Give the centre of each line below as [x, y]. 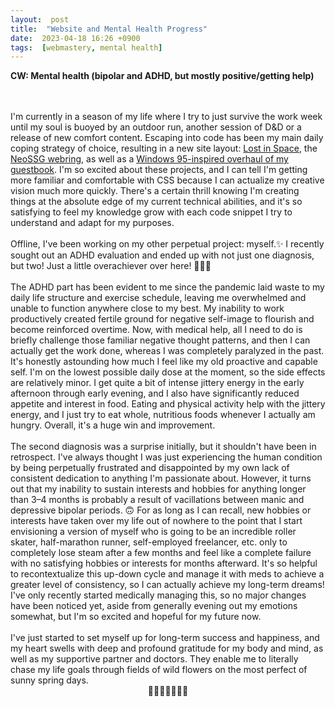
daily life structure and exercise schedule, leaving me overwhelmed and [158, 298]
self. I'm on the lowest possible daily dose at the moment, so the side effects [168, 372]
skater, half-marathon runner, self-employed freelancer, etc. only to [149, 542]
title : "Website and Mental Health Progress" [109, 29]
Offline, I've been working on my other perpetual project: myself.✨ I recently [167, 244]
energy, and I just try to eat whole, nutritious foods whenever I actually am [163, 415]
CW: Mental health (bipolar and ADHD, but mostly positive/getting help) [162, 76]
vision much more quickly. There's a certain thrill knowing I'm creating [155, 191]
